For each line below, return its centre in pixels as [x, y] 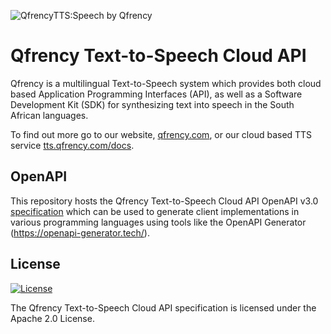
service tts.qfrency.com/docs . [72, 145]
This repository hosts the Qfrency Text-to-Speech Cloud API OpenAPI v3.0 [164, 201]
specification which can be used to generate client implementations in [155, 211]
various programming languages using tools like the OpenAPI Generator [158, 222]
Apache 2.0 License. [52, 318]
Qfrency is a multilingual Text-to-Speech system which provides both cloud [166, 83]
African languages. [49, 115]
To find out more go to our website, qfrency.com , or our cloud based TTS [161, 134]
